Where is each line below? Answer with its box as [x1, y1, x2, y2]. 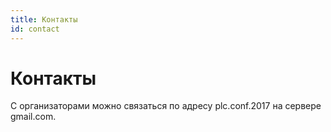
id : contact [10, 24, 60, 34]
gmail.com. [10, 111, 57, 123]
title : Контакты [10, 14, 78, 25]
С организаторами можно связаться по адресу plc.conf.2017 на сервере [10, 100, 322, 112]
